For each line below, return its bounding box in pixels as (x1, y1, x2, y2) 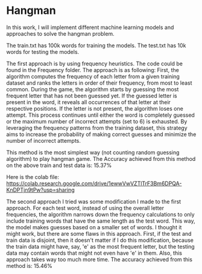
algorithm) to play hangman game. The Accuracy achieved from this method (6, 155, 196, 162)
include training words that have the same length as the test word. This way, (6, 217, 196, 224)
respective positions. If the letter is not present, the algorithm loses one (6, 105, 184, 112)
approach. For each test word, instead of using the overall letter (6, 204, 165, 212)
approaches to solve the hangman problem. (6, 30, 115, 37)
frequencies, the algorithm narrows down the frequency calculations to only (6, 210, 195, 218)
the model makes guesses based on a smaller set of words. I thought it (6, 223, 182, 230)
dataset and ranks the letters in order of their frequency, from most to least (6, 79, 192, 86)
